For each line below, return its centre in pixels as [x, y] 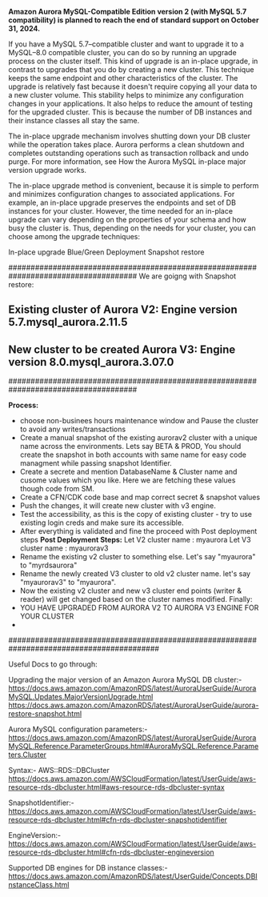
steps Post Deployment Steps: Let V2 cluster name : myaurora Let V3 [135, 540]
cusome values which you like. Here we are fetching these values [128, 480]
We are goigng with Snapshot [187, 276]
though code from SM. [57, 489]
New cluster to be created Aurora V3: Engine [122, 349]
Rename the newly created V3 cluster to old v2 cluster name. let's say [135, 574]
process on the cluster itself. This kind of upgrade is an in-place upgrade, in [133, 61]
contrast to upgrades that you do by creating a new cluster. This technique [131, 70]
